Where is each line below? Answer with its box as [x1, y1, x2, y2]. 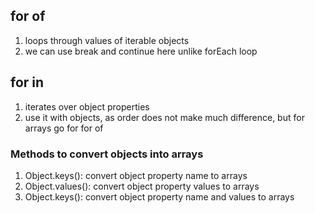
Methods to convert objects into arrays [10, 147, 204, 161]
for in [10, 74, 45, 91]
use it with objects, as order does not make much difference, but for [24, 111, 305, 123]
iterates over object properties [24, 100, 150, 113]
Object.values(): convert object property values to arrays [24, 180, 260, 192]
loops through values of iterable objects [24, 34, 190, 46]
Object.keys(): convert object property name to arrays [24, 169, 248, 181]
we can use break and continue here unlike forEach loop [24, 45, 258, 57]
